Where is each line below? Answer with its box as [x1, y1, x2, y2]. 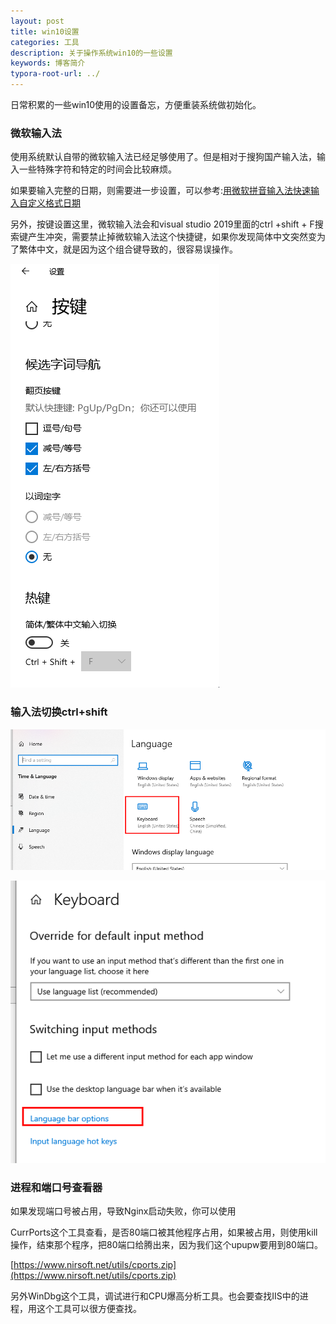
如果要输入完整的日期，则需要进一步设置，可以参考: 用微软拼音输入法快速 [10, 185, 312, 197]
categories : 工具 [10, 37, 80, 47]
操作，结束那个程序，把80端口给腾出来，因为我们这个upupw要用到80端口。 [10, 1238, 323, 1250]
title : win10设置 [10, 26, 80, 37]
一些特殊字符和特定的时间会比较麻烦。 [18, 163, 177, 175]
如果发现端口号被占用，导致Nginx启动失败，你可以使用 [10, 1205, 237, 1217]
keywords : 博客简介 [10, 58, 86, 69]
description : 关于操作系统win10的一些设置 [10, 48, 173, 58]
